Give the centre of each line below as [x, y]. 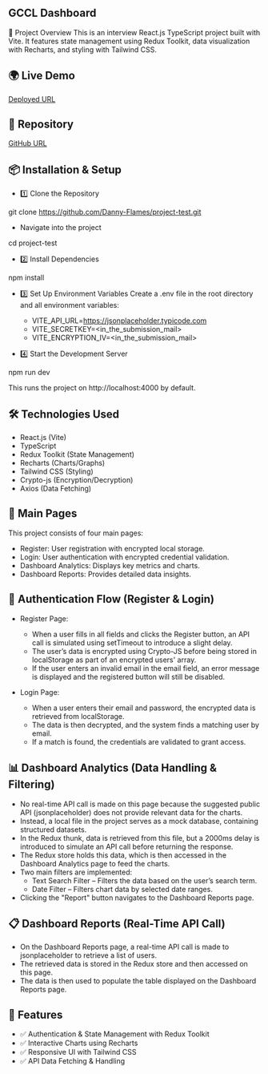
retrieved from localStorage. [78, 716]
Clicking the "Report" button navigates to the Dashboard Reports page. [137, 898]
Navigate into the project [60, 228]
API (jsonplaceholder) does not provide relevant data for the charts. [131, 812]
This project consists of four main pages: [76, 533]
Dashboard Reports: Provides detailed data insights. [106, 574]
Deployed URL [32, 99]
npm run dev [29, 373]
